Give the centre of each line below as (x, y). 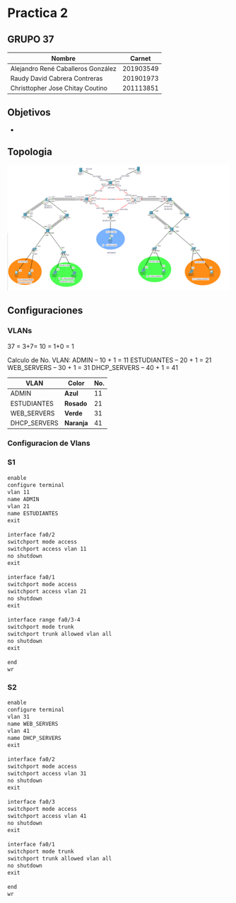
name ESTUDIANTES (33, 513)
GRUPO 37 (31, 39)
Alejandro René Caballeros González (63, 68)
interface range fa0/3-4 (44, 619)
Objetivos (29, 112)
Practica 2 (38, 13)
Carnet (141, 58)
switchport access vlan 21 (47, 591)
